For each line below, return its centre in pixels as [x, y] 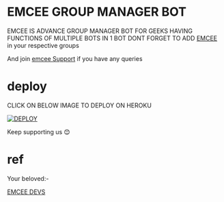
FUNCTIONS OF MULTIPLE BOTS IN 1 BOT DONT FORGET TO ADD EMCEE [112, 38]
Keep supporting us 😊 [39, 131]
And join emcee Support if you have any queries [75, 58]
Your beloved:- [28, 178]
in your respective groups [43, 45]
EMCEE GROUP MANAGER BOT [97, 12]
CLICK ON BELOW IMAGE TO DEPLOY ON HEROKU [80, 105]
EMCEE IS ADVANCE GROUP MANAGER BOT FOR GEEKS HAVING [100, 31]
